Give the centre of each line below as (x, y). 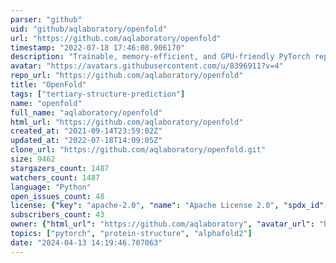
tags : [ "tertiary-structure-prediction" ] (98, 94)
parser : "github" (46, 19)
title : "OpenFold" (48, 85)
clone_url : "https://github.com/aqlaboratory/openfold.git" (138, 150)
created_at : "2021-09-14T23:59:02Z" (86, 131)
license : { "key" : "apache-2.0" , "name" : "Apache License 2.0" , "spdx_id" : (169, 206)
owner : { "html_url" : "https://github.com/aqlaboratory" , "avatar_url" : (162, 224)
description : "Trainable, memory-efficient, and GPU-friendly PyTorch (160, 57)
